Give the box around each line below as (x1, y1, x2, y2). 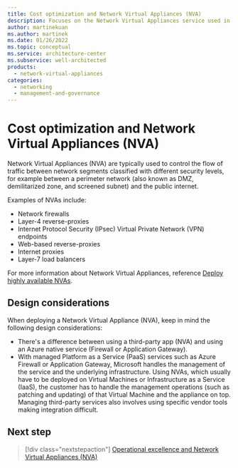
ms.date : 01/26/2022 (7, 37, 69, 44)
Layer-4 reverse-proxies (17, 217, 90, 226)
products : (7, 63, 37, 71)
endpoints (17, 232, 48, 241)
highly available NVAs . (7, 276, 73, 285)
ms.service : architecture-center (7, 51, 107, 58)
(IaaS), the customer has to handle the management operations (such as (17, 383, 229, 391)
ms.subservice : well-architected (7, 57, 107, 64)
